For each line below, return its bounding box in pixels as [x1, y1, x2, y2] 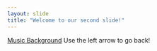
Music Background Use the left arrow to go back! [7, 36, 151, 44]
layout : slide [7, 10, 50, 17]
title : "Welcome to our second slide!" [7, 17, 125, 24]
